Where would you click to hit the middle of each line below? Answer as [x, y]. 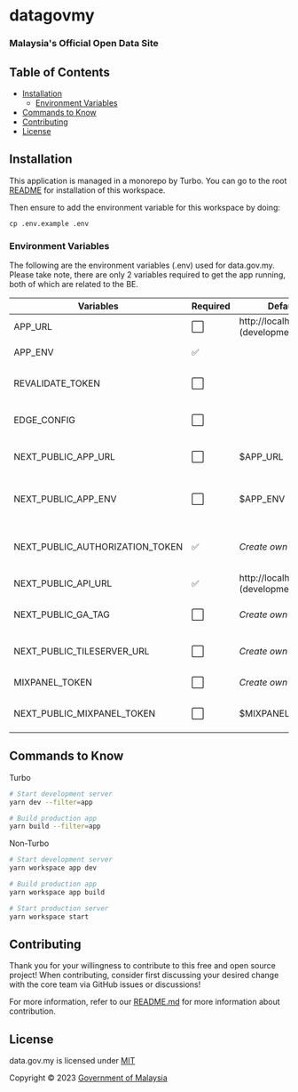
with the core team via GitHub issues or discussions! [105, 984]
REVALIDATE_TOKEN [57, 383]
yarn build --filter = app [55, 827]
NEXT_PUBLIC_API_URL [63, 583]
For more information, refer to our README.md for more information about [145, 1002]
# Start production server [59, 908]
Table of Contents [60, 72]
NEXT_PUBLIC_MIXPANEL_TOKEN [85, 714]
